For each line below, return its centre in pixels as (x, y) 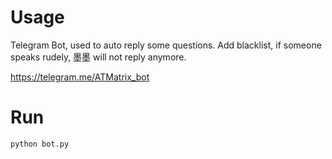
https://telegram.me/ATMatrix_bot (80, 77)
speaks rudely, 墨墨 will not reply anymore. (98, 57)
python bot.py (40, 144)
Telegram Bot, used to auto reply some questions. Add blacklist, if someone (166, 45)
